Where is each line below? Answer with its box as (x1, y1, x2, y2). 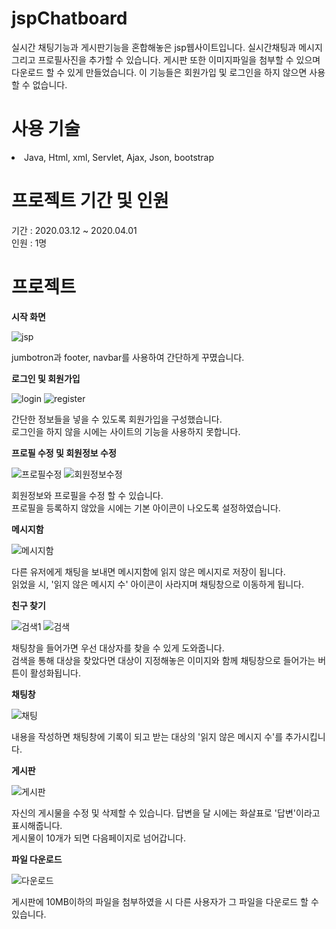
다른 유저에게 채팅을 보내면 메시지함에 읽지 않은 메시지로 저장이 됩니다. (11, 565, 286, 577)
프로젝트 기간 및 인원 (11, 190, 169, 212)
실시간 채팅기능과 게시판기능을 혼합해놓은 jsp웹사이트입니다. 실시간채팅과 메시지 (11, 41, 323, 53)
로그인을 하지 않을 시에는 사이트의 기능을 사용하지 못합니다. (11, 425, 241, 437)
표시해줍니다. (11, 819, 63, 831)
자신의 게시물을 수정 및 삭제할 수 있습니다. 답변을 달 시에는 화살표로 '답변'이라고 (11, 807, 321, 819)
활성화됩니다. (29, 667, 82, 679)
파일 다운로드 (11, 853, 63, 865)
